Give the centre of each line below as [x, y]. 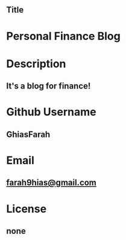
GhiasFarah [28, 134]
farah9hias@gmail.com [51, 183]
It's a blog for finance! [49, 86]
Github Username [51, 112]
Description [36, 64]
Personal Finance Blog [63, 36]
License [27, 209]
